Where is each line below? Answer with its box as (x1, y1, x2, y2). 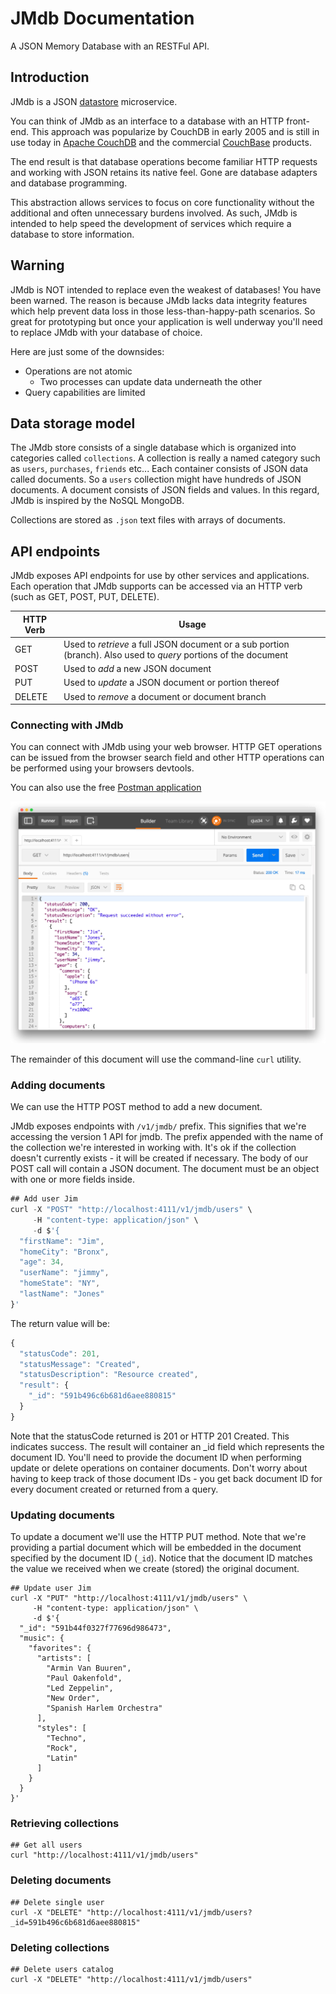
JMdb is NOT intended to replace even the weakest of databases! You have (10, 283, 322, 296)
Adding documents (10, 1078, 106, 1092)
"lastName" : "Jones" (19, 1289, 105, 1299)
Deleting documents (10, 1873, 112, 1887)
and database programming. (10, 177, 128, 189)
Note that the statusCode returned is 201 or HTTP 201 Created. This (10, 1430, 290, 1442)
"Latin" (46, 1753, 78, 1764)
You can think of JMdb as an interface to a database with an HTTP (10, 115, 285, 127)
